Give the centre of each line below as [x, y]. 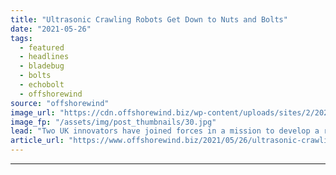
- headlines [44, 57]
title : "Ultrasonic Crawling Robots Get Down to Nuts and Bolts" [149, 19]
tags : [21, 38]
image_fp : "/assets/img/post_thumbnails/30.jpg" [113, 122]
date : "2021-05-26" [51, 29]
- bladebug [42, 66]
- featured [42, 47]
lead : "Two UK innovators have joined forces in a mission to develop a [165, 131]
